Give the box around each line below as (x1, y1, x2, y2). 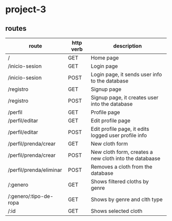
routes (5, 24, 27, 33)
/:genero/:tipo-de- (8, 193, 54, 199)
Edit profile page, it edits (91, 126, 149, 132)
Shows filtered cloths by (91, 178, 149, 185)
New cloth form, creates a (91, 149, 153, 155)
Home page (91, 54, 119, 61)
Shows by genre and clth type (91, 196, 163, 203)
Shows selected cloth (91, 208, 143, 214)
